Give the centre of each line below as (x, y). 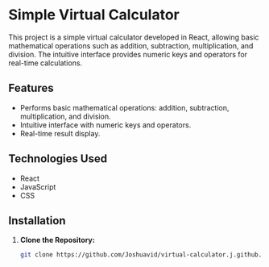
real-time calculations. (46, 63)
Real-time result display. (60, 133)
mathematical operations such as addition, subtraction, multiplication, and (131, 45)
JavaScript (38, 186)
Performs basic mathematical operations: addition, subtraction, (124, 107)
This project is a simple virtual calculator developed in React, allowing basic (134, 37)
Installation (37, 221)
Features (31, 88)
